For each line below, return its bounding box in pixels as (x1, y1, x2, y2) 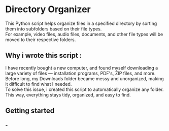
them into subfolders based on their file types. (5, 25, 102, 31)
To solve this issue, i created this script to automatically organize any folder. (5, 86, 164, 92)
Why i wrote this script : (5, 51, 82, 60)
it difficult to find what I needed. (5, 81, 72, 87)
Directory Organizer (5, 4, 91, 15)
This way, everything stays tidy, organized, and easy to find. (5, 91, 131, 97)
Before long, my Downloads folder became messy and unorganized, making (5, 75, 164, 82)
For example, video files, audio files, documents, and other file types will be (5, 31, 163, 37)
